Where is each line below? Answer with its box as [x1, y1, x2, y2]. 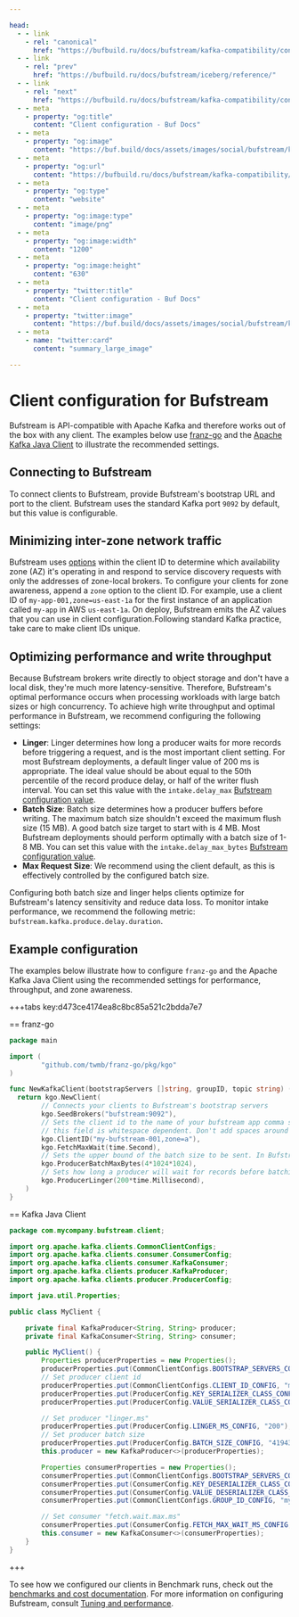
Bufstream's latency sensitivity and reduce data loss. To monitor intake [9, 897, 269, 908]
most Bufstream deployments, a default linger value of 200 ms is [21, 756, 260, 767]
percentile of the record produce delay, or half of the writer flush [21, 775, 260, 786]
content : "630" [32, 269, 90, 279]
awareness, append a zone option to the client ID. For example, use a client [9, 585, 283, 596]
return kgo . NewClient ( [17, 1093, 101, 1102]
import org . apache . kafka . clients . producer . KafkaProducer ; [9, 1267, 229, 1276]
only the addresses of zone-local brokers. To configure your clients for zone [9, 576, 289, 587]
